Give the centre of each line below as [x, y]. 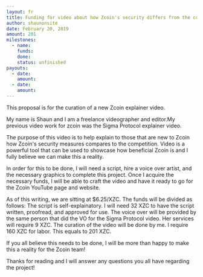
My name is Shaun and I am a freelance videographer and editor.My [91, 119]
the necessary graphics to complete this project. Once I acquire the [90, 174]
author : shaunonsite [32, 23]
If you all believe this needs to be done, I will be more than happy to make [98, 243]
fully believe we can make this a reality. [55, 156]
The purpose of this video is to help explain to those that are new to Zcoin [98, 137]
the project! [21, 267]
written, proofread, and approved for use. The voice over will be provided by [101, 212]
